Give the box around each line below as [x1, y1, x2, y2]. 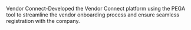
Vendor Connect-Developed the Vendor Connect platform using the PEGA [6, 5, 186, 12]
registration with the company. [6, 18, 81, 24]
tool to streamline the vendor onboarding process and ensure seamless [6, 11, 180, 18]
